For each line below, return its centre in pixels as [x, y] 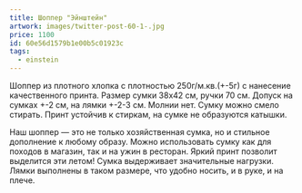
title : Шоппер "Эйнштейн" [58, 18]
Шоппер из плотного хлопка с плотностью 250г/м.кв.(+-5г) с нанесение [150, 86]
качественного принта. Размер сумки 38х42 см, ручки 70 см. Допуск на [151, 95]
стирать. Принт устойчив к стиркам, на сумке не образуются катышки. [148, 115]
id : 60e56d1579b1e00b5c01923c [67, 43]
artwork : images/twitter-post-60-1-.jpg [87, 26]
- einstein [38, 60]
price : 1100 [32, 34]
